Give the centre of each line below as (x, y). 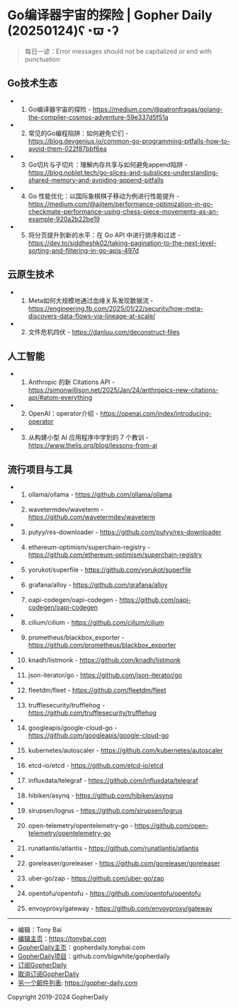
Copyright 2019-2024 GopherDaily (58, 997)
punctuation (42, 59)
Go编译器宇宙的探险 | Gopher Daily (110, 15)
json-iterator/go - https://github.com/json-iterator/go (105, 675)
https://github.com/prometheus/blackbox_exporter (102, 645)
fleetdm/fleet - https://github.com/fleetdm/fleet (97, 690)
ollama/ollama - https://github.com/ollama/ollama (100, 494)
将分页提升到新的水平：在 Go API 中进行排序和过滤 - (104, 234)
